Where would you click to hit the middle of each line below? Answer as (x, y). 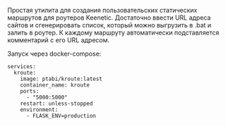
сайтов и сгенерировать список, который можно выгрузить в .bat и (109, 25)
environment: (39, 110)
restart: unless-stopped (56, 103)
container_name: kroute (55, 85)
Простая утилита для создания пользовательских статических (102, 10)
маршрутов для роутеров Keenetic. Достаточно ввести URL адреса (109, 18)
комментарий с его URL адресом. (59, 40)
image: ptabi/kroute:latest (61, 79)
